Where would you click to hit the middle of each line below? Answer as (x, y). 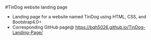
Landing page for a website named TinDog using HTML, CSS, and (79, 17)
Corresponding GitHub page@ (43, 27)
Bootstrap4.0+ (27, 22)
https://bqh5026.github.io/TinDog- (110, 27)
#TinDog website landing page (36, 7)
